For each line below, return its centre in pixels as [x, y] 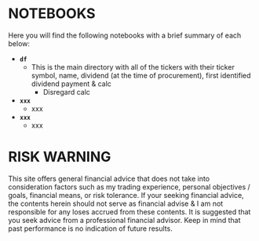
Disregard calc [66, 92]
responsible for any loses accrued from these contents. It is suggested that [129, 211]
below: [19, 43]
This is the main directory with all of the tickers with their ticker [133, 67]
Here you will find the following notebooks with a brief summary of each [125, 35]
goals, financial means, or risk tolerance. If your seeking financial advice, [126, 195]
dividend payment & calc [71, 84]
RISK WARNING [60, 157]
